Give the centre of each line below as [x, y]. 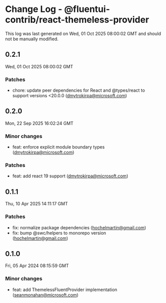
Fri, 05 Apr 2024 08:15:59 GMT [37, 266]
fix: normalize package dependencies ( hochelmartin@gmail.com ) [79, 227]
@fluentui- [87, 9]
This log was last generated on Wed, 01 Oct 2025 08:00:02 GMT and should [83, 33]
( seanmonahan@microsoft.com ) [45, 295]
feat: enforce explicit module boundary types [58, 147]
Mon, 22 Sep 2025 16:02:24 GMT [39, 123]
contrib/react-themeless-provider [77, 20]
